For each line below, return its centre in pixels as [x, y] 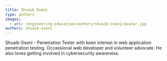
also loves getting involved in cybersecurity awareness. [62, 53]
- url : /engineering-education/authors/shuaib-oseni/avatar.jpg [78, 24]
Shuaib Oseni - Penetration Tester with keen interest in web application [78, 42]
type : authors [20, 14]
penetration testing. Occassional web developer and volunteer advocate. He [83, 48]
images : [13, 19]
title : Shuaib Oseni [27, 10]
